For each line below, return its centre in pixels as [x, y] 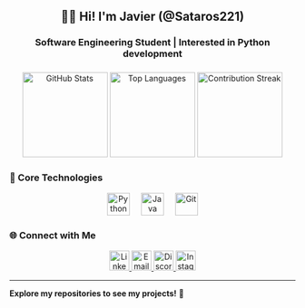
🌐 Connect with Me [53, 236]
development [152, 53]
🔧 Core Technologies [56, 178]
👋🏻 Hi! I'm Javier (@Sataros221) [152, 17]
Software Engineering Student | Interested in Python [152, 43]
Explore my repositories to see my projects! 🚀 [97, 293]
